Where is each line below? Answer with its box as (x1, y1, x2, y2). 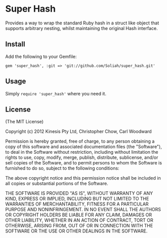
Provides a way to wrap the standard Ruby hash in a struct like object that (5, 20, 159, 26)
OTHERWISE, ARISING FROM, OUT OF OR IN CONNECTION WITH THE (5, 223, 153, 229)
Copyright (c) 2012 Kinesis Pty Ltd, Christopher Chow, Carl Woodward (5, 128, 152, 134)
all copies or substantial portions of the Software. (5, 181, 108, 187)
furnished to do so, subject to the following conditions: (5, 165, 119, 172)
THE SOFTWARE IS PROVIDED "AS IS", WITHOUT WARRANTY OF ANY (5, 190, 153, 196)
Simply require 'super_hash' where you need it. (5, 90, 107, 96)
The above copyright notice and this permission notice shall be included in (5, 175, 161, 181)
